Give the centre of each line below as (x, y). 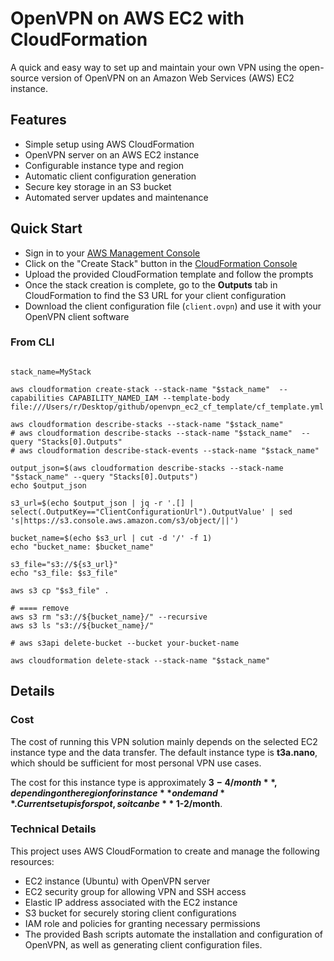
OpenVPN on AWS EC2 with (127, 18)
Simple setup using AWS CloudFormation (109, 144)
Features (38, 120)
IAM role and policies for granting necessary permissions (142, 923)
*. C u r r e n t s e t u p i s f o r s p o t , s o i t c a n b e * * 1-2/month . (116, 803)
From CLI (32, 342)
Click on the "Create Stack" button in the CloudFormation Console (161, 263)
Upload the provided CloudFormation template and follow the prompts (169, 274)
